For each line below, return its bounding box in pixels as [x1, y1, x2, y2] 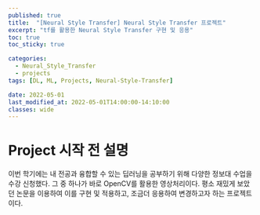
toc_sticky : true [8, 41, 65, 49]
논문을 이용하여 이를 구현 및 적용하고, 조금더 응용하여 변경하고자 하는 [16, 189, 226, 199]
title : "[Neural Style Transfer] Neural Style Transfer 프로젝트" [8, 19, 226, 27]
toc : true [8, 33, 41, 42]
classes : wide [8, 105, 55, 114]
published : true [8, 11, 61, 20]
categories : [8, 55, 47, 63]
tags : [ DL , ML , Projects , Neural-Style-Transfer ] [8, 76, 174, 85]
